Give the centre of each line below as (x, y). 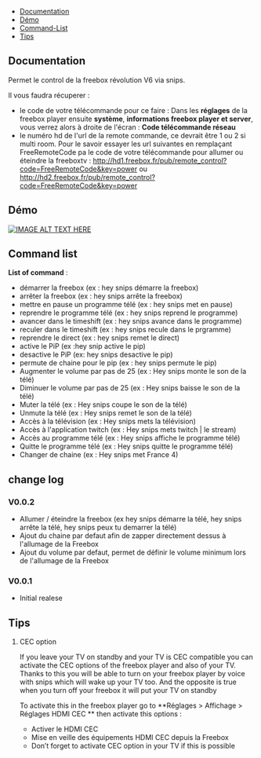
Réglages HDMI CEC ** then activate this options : (101, 714)
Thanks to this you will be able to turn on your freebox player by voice (132, 674)
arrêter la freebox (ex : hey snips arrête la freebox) (101, 296)
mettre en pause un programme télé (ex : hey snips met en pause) (126, 305)
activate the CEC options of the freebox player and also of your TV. (128, 665)
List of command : (38, 273)
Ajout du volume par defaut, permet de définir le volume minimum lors (133, 552)
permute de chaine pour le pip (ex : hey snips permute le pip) (118, 363)
